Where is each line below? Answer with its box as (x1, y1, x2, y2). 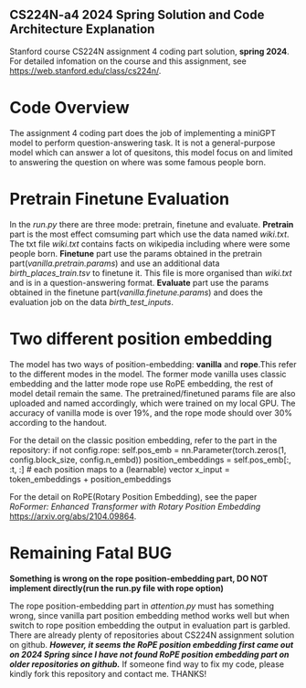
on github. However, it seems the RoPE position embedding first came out (9, 639, 294, 650)
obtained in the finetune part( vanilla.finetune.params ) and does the (9, 287, 263, 298)
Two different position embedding (9, 328, 273, 349)
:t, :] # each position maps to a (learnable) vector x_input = (9, 463, 230, 474)
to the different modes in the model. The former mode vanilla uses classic (9, 368, 287, 379)
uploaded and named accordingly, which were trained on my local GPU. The (9, 397, 296, 408)
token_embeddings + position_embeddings (9, 473, 172, 484)
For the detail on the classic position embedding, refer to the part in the (9, 434, 278, 446)
